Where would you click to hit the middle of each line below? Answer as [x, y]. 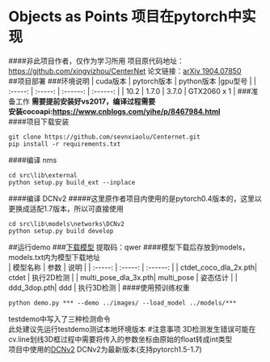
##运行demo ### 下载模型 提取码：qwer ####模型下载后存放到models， [129, 247]
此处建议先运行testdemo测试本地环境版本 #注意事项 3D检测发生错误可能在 [132, 329]
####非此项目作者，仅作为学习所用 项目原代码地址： [96, 61]
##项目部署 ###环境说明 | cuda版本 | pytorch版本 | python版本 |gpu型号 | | [133, 81]
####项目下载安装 [39, 121]
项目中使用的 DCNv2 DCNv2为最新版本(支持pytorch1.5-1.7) [105, 349]
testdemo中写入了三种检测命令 [59, 319]
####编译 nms [33, 160]
